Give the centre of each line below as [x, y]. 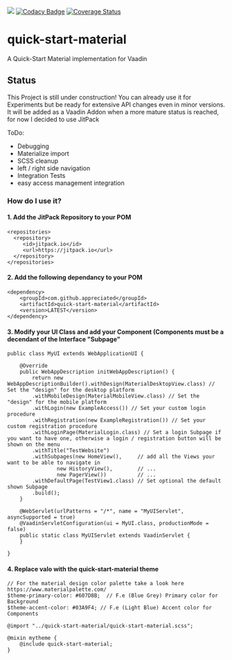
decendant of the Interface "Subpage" [64, 339]
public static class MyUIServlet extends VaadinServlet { [105, 536]
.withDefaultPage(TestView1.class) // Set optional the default [127, 481]
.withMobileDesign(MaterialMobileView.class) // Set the [116, 396]
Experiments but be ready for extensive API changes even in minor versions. [116, 105]
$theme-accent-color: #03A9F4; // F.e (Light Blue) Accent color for [110, 608]
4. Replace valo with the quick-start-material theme [83, 569]
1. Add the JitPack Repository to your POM [69, 217]
